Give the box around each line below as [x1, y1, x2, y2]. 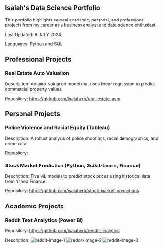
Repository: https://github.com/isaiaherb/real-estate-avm [5, 95, 121, 102]
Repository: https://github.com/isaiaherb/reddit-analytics [5, 228, 120, 234]
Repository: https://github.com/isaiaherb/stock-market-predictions [5, 188, 139, 194]
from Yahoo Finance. [5, 178, 47, 185]
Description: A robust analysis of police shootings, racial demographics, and [5, 135, 159, 141]
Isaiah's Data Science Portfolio [5, 4, 100, 12]
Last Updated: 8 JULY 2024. [5, 31, 62, 37]
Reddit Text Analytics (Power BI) [5, 217, 83, 224]
